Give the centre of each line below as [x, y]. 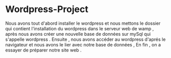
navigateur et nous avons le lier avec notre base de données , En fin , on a [83, 44]
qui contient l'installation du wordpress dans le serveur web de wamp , [80, 28]
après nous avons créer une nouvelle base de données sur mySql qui [78, 34]
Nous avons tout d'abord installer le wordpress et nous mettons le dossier [83, 23]
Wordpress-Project [47, 9]
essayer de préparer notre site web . [43, 50]
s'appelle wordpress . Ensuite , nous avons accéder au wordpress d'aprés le [86, 39]
